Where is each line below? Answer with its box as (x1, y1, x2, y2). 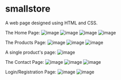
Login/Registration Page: (5, 69, 56, 75)
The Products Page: (5, 39, 46, 46)
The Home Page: (5, 29, 40, 35)
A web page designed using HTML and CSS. (5, 20, 98, 26)
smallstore (5, 3, 50, 15)
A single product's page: (5, 49, 56, 55)
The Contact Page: (5, 59, 44, 65)
